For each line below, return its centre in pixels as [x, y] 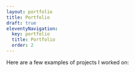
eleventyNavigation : [32, 28]
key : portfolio [31, 34]
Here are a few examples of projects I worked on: [68, 62]
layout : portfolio [29, 12]
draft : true [21, 23]
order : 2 [23, 46]
